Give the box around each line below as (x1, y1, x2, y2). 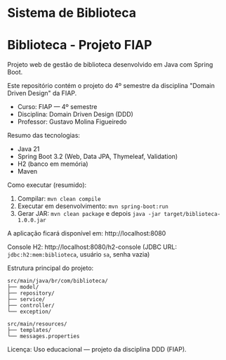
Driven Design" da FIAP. (7, 89, 77, 98)
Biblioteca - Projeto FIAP (7, 37, 152, 53)
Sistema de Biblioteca (7, 5, 137, 21)
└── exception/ (7, 308, 52, 316)
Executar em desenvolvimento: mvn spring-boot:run (17, 202, 168, 210)
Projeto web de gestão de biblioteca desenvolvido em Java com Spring (7, 60, 213, 69)
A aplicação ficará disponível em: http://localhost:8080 (7, 229, 166, 238)
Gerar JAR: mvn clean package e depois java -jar (17, 210, 161, 218)
